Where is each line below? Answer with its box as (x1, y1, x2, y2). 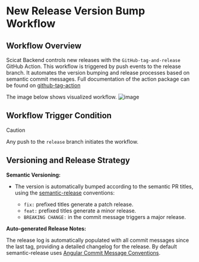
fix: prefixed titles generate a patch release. (23, 201, 134, 208)
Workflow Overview (6, 41, 82, 51)
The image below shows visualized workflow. (6, 94, 117, 100)
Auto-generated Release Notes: (6, 225, 87, 232)
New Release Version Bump (6, 4, 146, 18)
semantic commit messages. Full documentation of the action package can (6, 76, 190, 82)
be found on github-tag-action (6, 82, 81, 89)
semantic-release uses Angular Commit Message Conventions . (6, 249, 161, 256)
